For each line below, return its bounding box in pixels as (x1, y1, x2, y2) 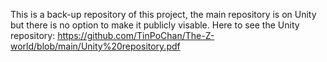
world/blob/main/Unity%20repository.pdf (10, 40, 181, 52)
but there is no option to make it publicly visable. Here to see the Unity (10, 19, 300, 31)
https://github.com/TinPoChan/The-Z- (57, 30, 215, 41)
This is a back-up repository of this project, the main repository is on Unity (10, 9, 317, 20)
